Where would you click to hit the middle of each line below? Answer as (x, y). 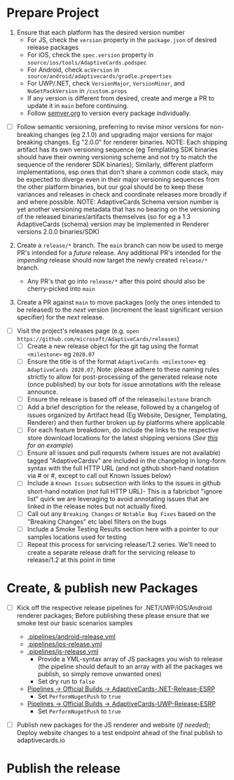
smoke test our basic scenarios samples (75, 623)
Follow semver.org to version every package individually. (109, 113)
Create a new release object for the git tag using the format (113, 346)
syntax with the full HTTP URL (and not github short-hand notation (123, 468)
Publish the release (63, 768)
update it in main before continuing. (78, 105)
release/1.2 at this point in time (71, 560)
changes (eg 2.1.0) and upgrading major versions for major (128, 134)
